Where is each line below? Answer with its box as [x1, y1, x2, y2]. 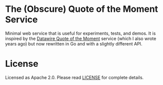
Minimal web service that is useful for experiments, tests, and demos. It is [5, 30, 156, 36]
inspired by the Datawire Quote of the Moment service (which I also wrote [5, 36, 157, 42]
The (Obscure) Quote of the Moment [5, 3, 158, 15]
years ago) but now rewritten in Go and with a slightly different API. [5, 41, 143, 46]
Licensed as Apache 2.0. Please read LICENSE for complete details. [5, 74, 144, 80]
